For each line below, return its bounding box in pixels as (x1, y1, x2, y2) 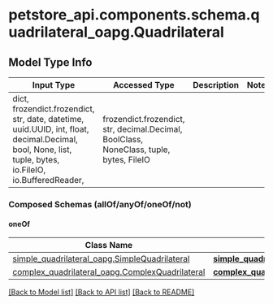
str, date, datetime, (12, 114, 84, 124)
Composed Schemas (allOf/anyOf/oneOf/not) (8, 198, 193, 210)
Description (193, 80, 240, 90)
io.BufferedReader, (12, 175, 84, 185)
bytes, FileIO (102, 154, 150, 165)
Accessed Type (112, 80, 175, 90)
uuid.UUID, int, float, (12, 124, 89, 135)
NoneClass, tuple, (102, 144, 171, 155)
